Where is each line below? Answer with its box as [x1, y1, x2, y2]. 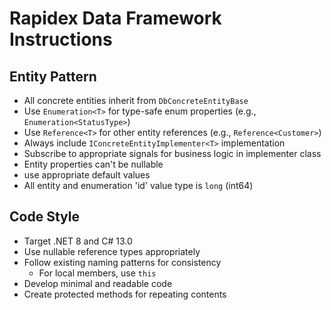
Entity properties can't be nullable [23, 158, 164, 170]
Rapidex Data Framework [9, 7, 222, 30]
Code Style [9, 208, 80, 226]
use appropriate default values [23, 169, 151, 181]
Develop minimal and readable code [23, 277, 173, 289]
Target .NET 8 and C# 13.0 [23, 235, 133, 247]
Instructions [9, 28, 113, 51]
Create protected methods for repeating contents [23, 288, 227, 300]
